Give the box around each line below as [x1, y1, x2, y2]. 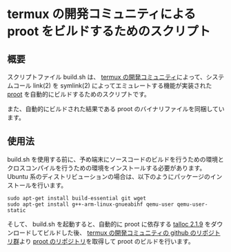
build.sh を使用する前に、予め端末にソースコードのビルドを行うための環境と [7, 155, 224, 163]
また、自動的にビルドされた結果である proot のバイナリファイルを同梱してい [7, 105, 225, 113]
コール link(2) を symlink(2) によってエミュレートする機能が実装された [12, 81, 212, 90]
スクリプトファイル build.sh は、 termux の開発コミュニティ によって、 [7, 73, 207, 81]
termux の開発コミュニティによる [7, 6, 197, 22]
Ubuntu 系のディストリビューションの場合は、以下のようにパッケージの [7, 172, 210, 180]
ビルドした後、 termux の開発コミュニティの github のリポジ [43, 229, 215, 237]
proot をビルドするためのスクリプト [7, 23, 211, 39]
